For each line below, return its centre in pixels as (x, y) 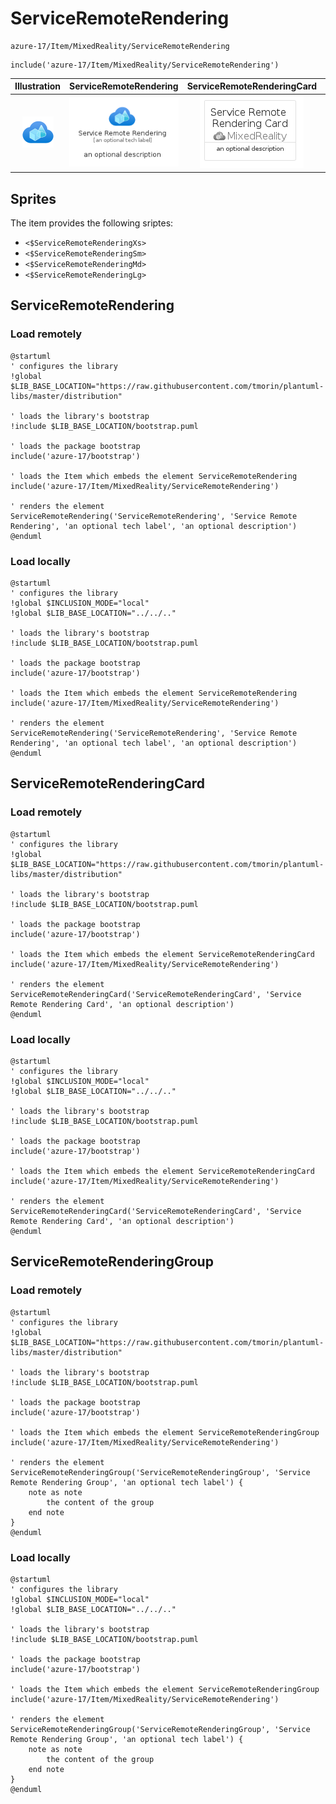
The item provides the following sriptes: (92, 223)
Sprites (33, 198)
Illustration (38, 86)
